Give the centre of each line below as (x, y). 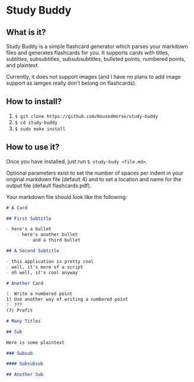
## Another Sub (25, 375)
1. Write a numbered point (39, 294)
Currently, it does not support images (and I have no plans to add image (94, 77)
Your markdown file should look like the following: (67, 197)
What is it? (26, 32)
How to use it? (33, 147)
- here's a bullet (29, 229)
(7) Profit (20, 310)
